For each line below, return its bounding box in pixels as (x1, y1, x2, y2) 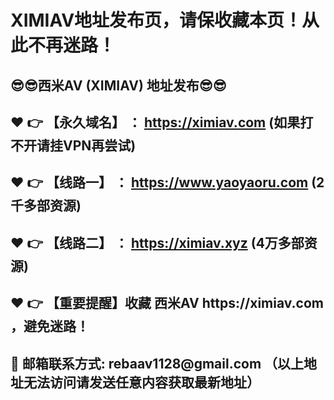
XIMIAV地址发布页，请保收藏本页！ (10, 9, 303, 32)
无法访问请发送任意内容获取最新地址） (23, 374, 260, 391)
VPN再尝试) (62, 137, 137, 154)
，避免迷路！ (10, 318, 90, 335)
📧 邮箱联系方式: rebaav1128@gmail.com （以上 (10, 355, 305, 372)
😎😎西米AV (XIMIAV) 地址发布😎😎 (10, 77, 227, 94)
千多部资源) (10, 197, 82, 215)
